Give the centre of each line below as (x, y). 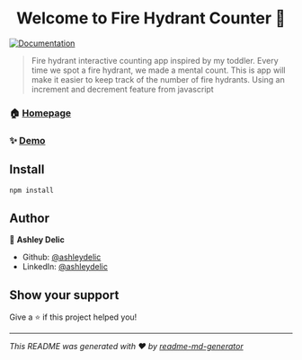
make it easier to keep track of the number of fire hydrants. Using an (158, 79)
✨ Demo (27, 140)
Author (29, 218)
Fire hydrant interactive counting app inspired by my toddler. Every (155, 60)
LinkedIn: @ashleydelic (65, 267)
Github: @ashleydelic (62, 257)
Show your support (64, 295)
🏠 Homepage (40, 113)
